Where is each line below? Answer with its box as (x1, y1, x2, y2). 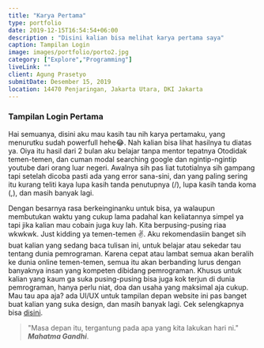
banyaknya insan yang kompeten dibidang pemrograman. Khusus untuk (8, 266, 243, 275)
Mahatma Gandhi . (27, 331, 89, 341)
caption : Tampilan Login (8, 41, 90, 49)
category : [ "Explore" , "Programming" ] (8, 56, 133, 64)
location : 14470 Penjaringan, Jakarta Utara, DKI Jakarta (8, 85, 203, 93)
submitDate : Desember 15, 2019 (8, 78, 111, 85)
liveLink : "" (8, 63, 51, 71)
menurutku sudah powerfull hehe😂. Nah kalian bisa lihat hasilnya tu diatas (8, 138, 252, 147)
